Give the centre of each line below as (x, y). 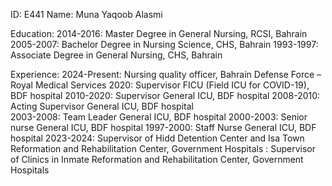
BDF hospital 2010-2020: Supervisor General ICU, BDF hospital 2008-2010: (165, 95)
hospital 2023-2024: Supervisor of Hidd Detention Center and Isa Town (157, 138)
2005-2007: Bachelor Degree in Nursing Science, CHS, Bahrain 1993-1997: (164, 44)
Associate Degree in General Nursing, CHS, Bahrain (116, 55)
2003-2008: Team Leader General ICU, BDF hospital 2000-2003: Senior (159, 117)
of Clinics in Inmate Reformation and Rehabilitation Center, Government (157, 159)
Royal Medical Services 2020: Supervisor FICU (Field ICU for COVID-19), (160, 85)
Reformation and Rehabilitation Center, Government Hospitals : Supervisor (163, 148)
